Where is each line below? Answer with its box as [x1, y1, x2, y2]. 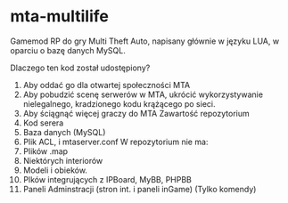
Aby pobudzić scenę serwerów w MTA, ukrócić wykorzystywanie [22, 89, 264, 100]
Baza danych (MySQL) [22, 126, 106, 137]
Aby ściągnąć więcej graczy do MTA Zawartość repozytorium [22, 108, 250, 118]
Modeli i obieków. [22, 165, 88, 175]
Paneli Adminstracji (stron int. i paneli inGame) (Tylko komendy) [22, 183, 257, 194]
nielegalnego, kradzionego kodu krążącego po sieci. [22, 98, 216, 109]
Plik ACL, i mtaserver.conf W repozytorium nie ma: [22, 136, 209, 147]
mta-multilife [10, 6, 110, 27]
